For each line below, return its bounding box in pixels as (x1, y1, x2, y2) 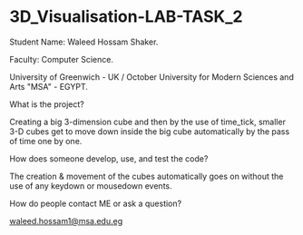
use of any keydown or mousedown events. (9, 180, 172, 191)
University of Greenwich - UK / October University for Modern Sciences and (9, 71, 295, 83)
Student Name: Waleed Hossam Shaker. (9, 36, 159, 47)
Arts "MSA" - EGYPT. (9, 81, 89, 92)
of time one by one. (9, 135, 83, 146)
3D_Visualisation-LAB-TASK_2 (9, 6, 243, 27)
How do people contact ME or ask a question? (9, 198, 182, 209)
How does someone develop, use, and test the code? (9, 152, 209, 164)
